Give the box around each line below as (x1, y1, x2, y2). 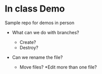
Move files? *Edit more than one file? (19, 64, 97, 70)
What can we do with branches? (12, 29, 79, 35)
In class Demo (5, 3, 65, 15)
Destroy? (19, 44, 39, 50)
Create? (19, 39, 36, 45)
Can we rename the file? (12, 54, 63, 60)
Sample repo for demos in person (5, 20, 75, 26)
